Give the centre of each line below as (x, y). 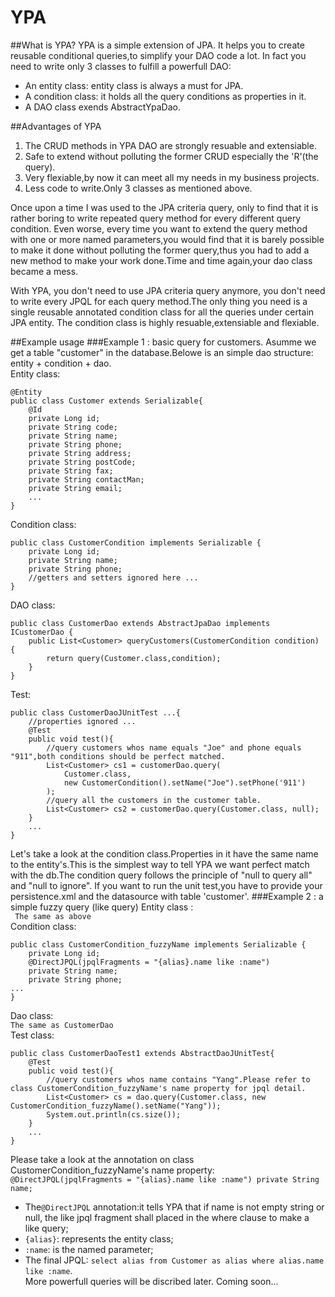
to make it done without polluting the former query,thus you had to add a (160, 250)
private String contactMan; (86, 479)
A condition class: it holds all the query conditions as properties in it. (165, 96)
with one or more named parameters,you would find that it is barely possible (167, 239)
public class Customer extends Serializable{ (106, 401)
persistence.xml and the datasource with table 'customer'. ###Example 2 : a (167, 896)
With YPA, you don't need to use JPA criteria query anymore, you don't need (168, 290)
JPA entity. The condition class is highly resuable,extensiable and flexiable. (165, 322)
